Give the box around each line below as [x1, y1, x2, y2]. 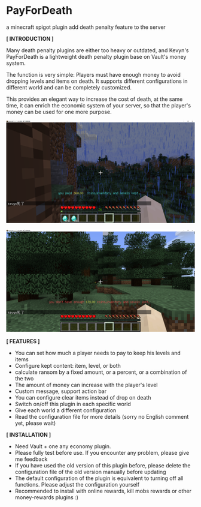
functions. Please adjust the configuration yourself [14, 481, 139, 488]
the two [14, 375, 34, 382]
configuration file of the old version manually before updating [14, 469, 166, 476]
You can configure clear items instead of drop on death [14, 394, 151, 401]
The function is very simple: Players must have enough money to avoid [6, 71, 181, 78]
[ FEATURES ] [6, 338, 40, 345]
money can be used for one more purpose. [6, 108, 112, 115]
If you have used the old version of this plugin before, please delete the [14, 462, 191, 469]
